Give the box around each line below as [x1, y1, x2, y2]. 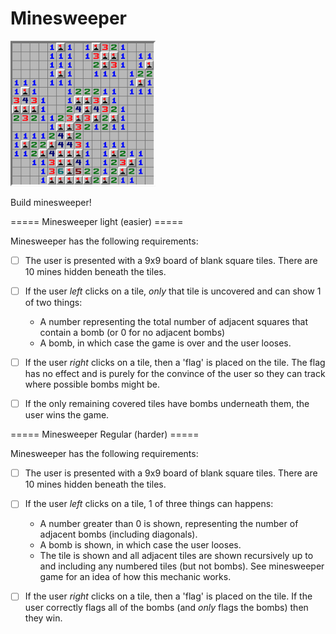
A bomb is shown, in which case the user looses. [39, 539, 242, 551]
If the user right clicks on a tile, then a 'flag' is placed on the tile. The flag [24, 357, 326, 369]
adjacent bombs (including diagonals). [39, 528, 198, 541]
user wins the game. [24, 409, 110, 421]
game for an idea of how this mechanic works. [39, 571, 232, 583]
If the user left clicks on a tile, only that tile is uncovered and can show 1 [24, 285, 322, 297]
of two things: [24, 297, 83, 309]
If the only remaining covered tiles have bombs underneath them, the [24, 398, 310, 410]
